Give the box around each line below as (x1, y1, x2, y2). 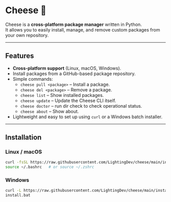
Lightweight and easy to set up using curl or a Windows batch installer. (12, 114, 163, 120)
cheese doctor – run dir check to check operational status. (20, 103, 142, 109)
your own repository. (5, 32, 49, 38)
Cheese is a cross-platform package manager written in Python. (5, 21, 142, 27)
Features (5, 52, 34, 60)
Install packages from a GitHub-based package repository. (12, 71, 136, 77)
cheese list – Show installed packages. (20, 92, 104, 98)
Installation (5, 133, 42, 142)
